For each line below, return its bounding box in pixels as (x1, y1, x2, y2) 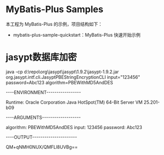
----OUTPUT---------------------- (6, 134, 77, 140)
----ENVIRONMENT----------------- (6, 89, 81, 95)
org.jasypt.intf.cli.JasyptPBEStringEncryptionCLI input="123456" (6, 74, 141, 80)
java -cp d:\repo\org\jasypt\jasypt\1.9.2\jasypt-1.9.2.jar (6, 69, 119, 75)
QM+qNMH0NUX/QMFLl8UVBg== (6, 144, 78, 150)
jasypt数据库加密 (6, 52, 77, 63)
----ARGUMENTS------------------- (6, 114, 81, 120)
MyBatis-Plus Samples (6, 4, 103, 15)
